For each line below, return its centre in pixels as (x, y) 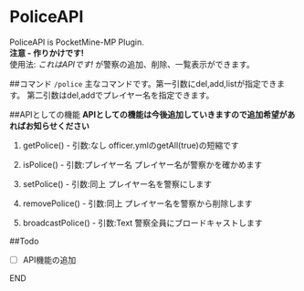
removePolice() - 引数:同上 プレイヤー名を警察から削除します (137, 203)
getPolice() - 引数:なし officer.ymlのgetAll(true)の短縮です (131, 145)
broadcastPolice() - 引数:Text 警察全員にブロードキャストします (142, 223)
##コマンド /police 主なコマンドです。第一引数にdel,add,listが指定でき (143, 83)
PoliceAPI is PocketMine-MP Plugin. (77, 42)
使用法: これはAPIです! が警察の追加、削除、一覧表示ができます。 (132, 64)
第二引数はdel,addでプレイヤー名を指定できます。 (121, 95)
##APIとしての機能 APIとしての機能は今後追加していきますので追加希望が (148, 114)
